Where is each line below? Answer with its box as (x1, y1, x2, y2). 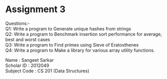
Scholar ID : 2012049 (5, 62, 50, 68)
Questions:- (5, 20, 30, 26)
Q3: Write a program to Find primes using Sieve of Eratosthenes (5, 42, 139, 48)
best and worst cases (5, 36, 50, 43)
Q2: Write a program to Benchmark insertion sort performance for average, (5, 31, 162, 37)
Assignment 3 (5, 4, 66, 15)
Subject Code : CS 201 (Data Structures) (5, 67, 90, 74)
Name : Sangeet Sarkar (5, 57, 54, 63)
